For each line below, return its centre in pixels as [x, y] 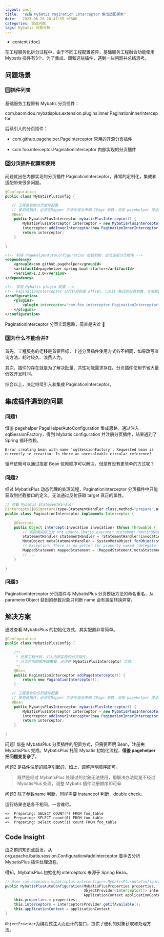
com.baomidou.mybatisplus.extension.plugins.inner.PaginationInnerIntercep [82, 113]
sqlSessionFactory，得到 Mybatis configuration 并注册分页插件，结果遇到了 [81, 434]
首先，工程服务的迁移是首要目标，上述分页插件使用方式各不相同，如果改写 [80, 351]
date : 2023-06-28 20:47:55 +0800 [41, 19]
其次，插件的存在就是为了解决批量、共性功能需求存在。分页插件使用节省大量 [82, 368]
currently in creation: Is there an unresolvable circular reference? [78, 454]
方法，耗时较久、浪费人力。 [37, 357]
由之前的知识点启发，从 [29, 850]
